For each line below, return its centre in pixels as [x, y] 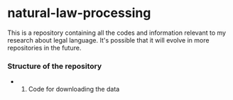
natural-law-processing [79, 13]
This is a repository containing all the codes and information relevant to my [116, 33]
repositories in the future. [44, 48]
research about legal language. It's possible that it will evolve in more [108, 40]
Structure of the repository [55, 66]
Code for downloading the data [74, 89]
